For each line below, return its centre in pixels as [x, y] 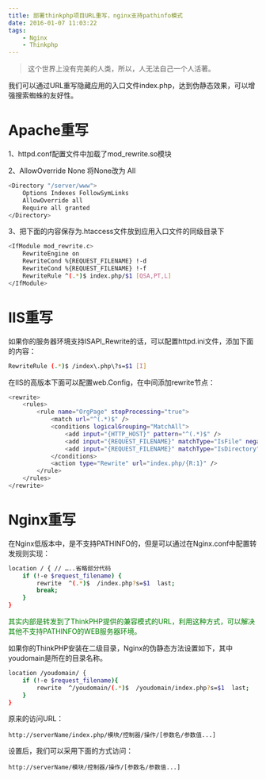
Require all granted [56, 208]
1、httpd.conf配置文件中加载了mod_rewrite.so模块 [90, 154]
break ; [47, 591]
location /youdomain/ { [47, 673]
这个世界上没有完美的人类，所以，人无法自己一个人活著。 [121, 69]
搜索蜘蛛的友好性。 [46, 95]
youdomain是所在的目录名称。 [58, 658]
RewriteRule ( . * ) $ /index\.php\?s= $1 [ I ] [78, 366]
